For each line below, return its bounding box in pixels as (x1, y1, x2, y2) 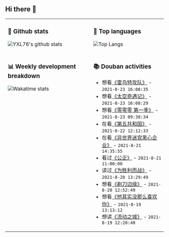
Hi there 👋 (5, 5, 37, 14)
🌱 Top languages (93, 28, 142, 36)
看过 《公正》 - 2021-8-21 (102, 154, 162, 161)
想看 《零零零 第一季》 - (102, 106, 158, 113)
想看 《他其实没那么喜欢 (102, 193, 157, 200)
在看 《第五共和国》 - (102, 120, 152, 127)
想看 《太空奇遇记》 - (102, 92, 152, 99)
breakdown (8, 72, 40, 80)
